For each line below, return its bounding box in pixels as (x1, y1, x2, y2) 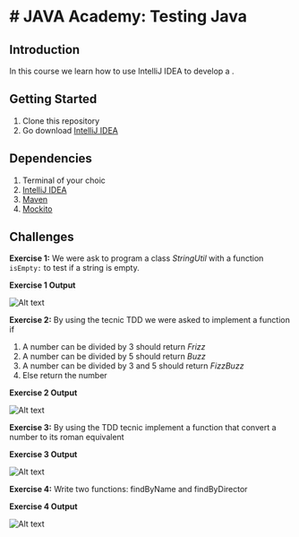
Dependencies (9, 151, 92, 167)
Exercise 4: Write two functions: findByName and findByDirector (9, 484, 248, 495)
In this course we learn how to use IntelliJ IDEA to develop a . (9, 65, 235, 76)
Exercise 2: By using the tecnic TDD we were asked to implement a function (9, 315, 291, 325)
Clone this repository (21, 115, 100, 126)
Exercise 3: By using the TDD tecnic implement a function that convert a (9, 422, 277, 433)
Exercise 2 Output (9, 387, 78, 398)
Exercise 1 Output (9, 280, 76, 290)
